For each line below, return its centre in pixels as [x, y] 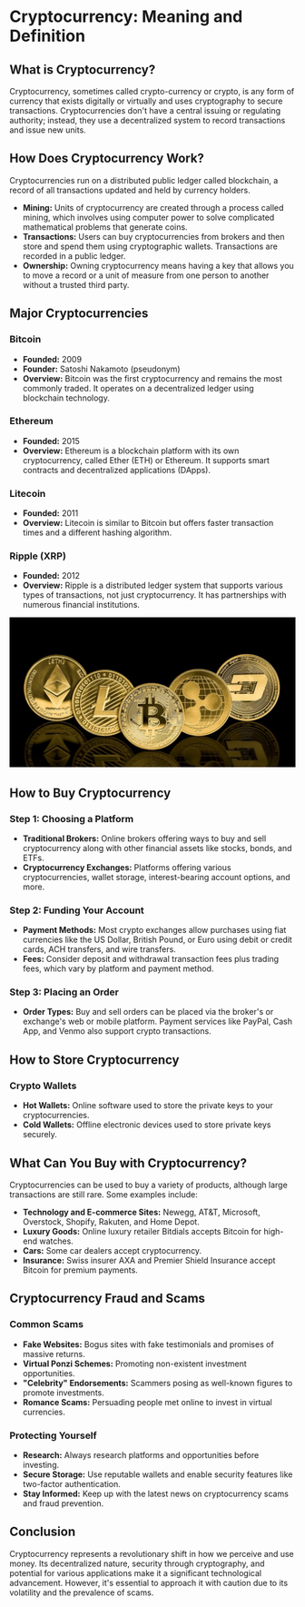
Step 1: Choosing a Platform [72, 818]
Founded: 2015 [51, 441]
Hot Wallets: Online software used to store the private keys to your [148, 1106]
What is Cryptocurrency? [83, 69]
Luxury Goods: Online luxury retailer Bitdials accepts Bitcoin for [142, 1231]
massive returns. [54, 1354]
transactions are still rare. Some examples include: [103, 1194]
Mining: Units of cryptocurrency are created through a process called [153, 207]
